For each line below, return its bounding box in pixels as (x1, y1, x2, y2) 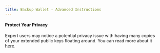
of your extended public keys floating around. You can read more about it (5, 38, 152, 43)
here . (5, 43, 16, 49)
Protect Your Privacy (5, 22, 48, 28)
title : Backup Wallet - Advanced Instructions (5, 7, 101, 12)
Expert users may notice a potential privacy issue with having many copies (5, 32, 155, 39)
